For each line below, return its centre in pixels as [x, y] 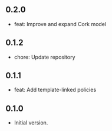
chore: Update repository [45, 57]
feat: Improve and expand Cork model [60, 24]
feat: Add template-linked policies [55, 90]
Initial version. [31, 123]
